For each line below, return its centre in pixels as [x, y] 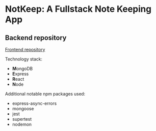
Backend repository [36, 38]
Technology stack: [24, 59]
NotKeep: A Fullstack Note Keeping [78, 9]
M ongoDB [22, 68]
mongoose [23, 109]
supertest [22, 119]
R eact [18, 79]
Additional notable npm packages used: [45, 94]
